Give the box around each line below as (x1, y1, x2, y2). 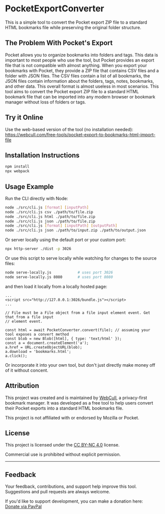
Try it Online (5, 113, 43, 122)
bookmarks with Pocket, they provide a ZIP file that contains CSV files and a (5, 68, 159, 73)
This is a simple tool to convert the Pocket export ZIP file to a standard (5, 19, 147, 25)
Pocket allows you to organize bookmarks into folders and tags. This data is (5, 52, 158, 58)
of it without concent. (5, 367, 49, 373)
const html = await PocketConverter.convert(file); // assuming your (5, 327, 151, 333)
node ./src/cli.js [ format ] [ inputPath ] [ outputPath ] (5, 223, 118, 228)
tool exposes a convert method (5, 332, 69, 337)
